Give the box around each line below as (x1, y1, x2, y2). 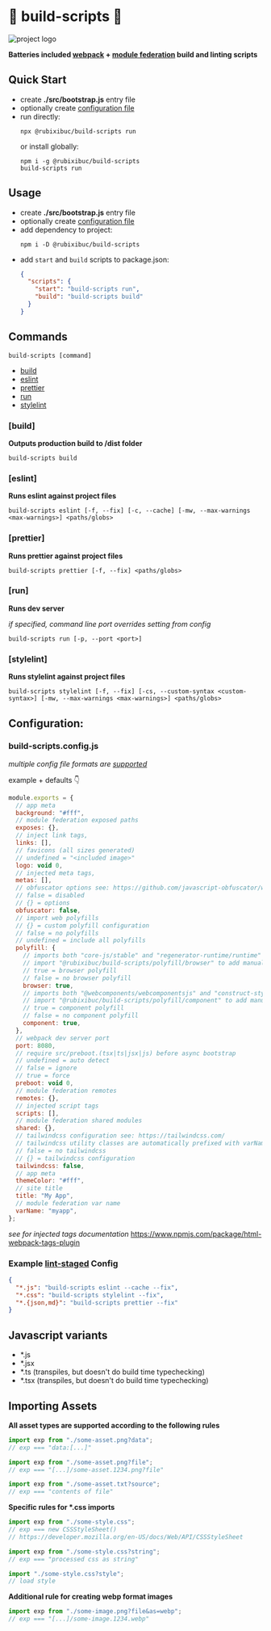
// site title (15, 1184, 63, 1192)
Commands (8, 330, 69, 344)
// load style (8, 1577, 56, 1586)
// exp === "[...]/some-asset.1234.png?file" (8, 1465, 164, 1473)
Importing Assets (8, 1399, 98, 1413)
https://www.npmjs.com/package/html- (130, 1229, 262, 1238)
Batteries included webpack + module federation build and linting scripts (8, 49, 258, 59)
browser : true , (23, 982, 74, 990)
